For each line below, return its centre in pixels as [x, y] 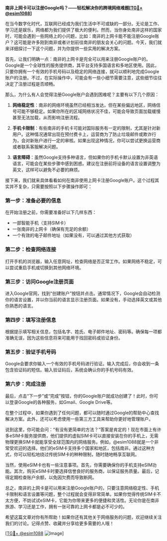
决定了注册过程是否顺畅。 [31, 84]
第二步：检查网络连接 [31, 250]
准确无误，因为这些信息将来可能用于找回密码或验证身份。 [64, 338]
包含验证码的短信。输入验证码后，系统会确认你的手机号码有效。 [70, 370]
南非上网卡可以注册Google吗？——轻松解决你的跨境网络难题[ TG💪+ [74, 8]
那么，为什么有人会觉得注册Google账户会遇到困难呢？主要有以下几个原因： [82, 94]
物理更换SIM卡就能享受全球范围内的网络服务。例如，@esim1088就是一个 [80, 442]
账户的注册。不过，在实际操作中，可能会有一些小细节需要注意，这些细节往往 [83, 78]
